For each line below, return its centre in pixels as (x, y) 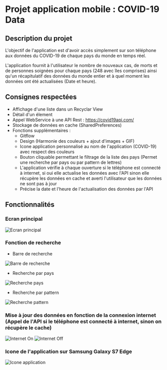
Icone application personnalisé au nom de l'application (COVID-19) (88, 146)
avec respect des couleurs (47, 152)
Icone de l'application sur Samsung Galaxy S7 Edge (69, 351)
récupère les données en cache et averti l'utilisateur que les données (91, 178)
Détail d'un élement (32, 114)
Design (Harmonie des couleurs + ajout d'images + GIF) (77, 141)
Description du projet (39, 38)
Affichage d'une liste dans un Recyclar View (58, 109)
